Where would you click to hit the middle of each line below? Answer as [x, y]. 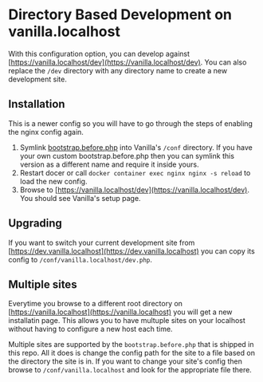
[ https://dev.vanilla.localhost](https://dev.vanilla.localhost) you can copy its [131, 251]
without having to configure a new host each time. [90, 329]
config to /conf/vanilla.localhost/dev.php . [80, 259]
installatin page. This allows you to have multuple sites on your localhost [127, 321]
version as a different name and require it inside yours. [109, 164]
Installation [37, 104]
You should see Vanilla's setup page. [80, 198]
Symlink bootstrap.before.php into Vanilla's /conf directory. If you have [136, 147]
